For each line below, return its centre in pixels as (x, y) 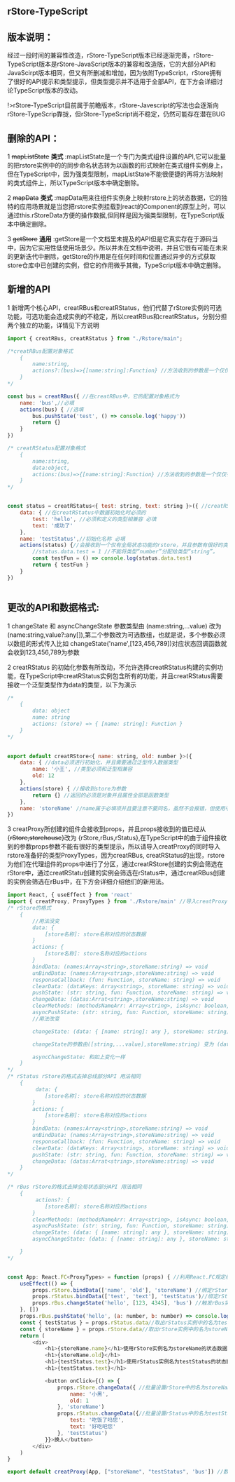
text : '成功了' (53, 525)
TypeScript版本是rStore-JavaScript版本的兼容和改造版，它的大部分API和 (112, 64)
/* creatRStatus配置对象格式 (47, 448)
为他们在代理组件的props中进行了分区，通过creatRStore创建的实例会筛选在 (115, 864)
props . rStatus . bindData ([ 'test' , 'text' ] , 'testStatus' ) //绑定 (126, 1297)
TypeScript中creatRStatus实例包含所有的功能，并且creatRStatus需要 (124, 675)
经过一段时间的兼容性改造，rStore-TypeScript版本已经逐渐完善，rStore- (111, 55)
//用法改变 (46, 1019)
